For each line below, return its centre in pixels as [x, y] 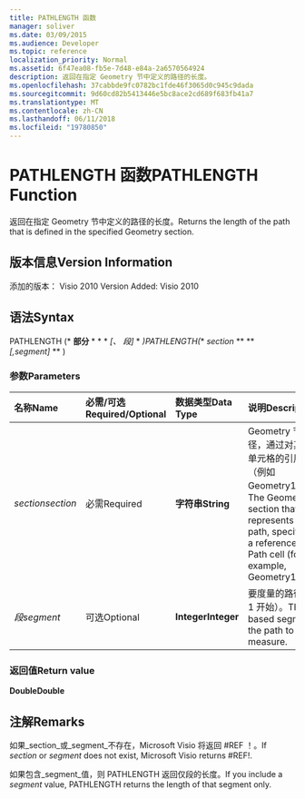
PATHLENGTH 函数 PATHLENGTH [134, 176]
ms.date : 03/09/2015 [49, 35]
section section [45, 503]
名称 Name [36, 408]
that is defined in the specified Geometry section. [102, 232]
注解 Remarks [47, 721]
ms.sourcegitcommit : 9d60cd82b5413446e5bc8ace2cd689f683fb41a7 [132, 94]
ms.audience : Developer [54, 43]
